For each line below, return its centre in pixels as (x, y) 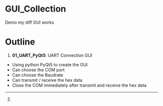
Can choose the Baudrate (38, 75)
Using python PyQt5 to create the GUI (50, 64)
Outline (20, 42)
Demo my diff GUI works (30, 22)
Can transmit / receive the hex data (47, 80)
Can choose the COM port (38, 70)
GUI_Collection (36, 9)
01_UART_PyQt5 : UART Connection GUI (52, 55)
